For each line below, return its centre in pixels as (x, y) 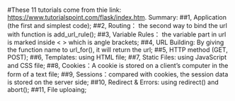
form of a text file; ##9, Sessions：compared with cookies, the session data (118, 74)
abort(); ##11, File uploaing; (47, 90)
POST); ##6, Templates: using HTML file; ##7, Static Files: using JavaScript (117, 58)
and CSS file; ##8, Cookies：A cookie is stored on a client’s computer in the (118, 66)
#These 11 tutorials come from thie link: (64, 10)
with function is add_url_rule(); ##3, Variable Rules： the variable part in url (117, 34)
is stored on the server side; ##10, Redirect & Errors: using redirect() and (113, 82)
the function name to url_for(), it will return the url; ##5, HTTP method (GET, (117, 50)
